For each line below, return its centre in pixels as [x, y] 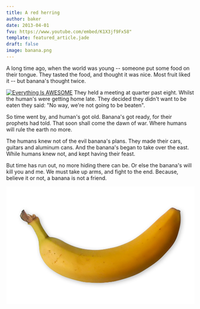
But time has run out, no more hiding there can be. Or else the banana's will [99, 165]
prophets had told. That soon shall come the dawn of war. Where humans [96, 123]
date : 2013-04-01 [28, 25]
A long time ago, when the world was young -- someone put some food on [98, 68]
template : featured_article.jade [48, 38]
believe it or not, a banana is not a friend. [57, 178]
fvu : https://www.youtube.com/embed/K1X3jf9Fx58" [69, 32]
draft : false [22, 44]
